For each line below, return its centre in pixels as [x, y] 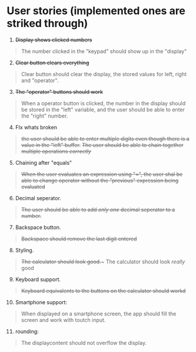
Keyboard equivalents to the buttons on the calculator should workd [103, 291]
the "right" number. [44, 116]
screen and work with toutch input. [63, 320]
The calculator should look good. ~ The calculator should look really [103, 262]
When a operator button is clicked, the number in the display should [103, 103]
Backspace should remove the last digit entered [79, 239]
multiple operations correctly [56, 151]
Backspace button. [38, 227]
